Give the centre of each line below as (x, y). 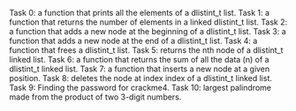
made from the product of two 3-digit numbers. (95, 97)
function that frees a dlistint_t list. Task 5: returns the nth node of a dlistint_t (146, 50)
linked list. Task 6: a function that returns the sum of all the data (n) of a (139, 59)
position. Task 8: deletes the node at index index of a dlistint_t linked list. (140, 78)
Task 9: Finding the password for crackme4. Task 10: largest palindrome (140, 88)
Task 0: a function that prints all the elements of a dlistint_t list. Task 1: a (140, 13)
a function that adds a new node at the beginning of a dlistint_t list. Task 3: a (148, 31)
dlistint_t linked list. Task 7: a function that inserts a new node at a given (140, 69)
